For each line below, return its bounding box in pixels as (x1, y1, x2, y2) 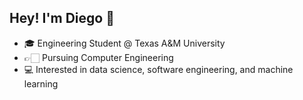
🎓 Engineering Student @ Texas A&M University (23, 37, 226, 49)
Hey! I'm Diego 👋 (9, 10, 115, 27)
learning (23, 77, 59, 90)
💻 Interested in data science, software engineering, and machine (23, 63, 294, 75)
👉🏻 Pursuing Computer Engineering (23, 51, 174, 63)
